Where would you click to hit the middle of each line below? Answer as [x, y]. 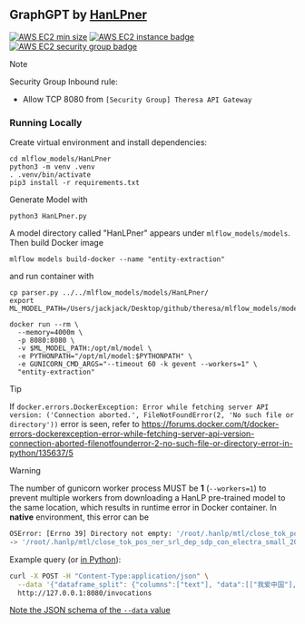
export [22, 301]
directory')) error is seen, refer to [74, 424]
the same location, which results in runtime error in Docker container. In [143, 508]
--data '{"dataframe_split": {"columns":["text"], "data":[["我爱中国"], [157, 584]
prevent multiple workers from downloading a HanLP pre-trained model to [148, 498]
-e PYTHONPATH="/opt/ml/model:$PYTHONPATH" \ [105, 356]
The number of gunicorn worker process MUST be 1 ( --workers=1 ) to [138, 488]
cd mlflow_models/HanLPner [60, 159]
